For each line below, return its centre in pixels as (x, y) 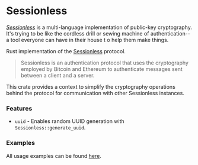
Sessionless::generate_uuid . (50, 128)
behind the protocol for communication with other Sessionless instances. (95, 93)
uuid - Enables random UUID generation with (69, 121)
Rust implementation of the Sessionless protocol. (66, 51)
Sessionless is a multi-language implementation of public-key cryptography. (99, 27)
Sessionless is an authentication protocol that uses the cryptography (104, 63)
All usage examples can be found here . (54, 156)
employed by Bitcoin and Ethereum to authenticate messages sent (101, 69)
